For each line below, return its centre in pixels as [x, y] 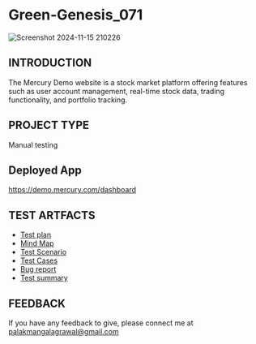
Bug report [38, 269]
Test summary [44, 278]
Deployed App [45, 170]
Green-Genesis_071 [76, 15]
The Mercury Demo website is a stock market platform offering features [128, 82]
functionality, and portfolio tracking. [68, 100]
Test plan [35, 235]
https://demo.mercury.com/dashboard [72, 190]
